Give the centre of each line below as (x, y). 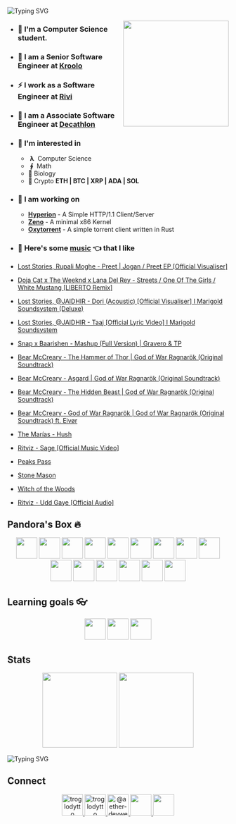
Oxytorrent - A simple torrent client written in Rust (101, 230)
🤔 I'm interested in (49, 143)
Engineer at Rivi (45, 97)
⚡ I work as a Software (56, 85)
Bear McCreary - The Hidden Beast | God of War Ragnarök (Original (116, 392)
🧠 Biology (42, 173)
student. (32, 37)
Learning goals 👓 (47, 602)
